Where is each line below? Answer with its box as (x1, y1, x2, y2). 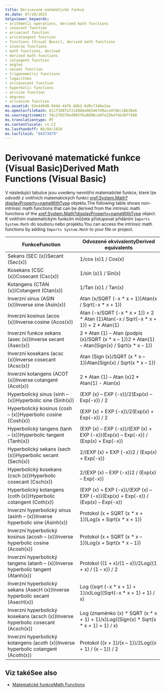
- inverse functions (5, 44, 48, 49)
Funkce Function (22, 241, 61, 248)
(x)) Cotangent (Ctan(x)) (7, 287, 63, 294)
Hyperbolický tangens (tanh (7, 425, 72, 432)
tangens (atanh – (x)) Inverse (7, 560, 73, 567)
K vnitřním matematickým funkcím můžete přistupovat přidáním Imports (5, 216, 150, 222)
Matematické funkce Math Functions (12, 682, 85, 688)
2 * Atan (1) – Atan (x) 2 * (80, 374, 139, 381)
